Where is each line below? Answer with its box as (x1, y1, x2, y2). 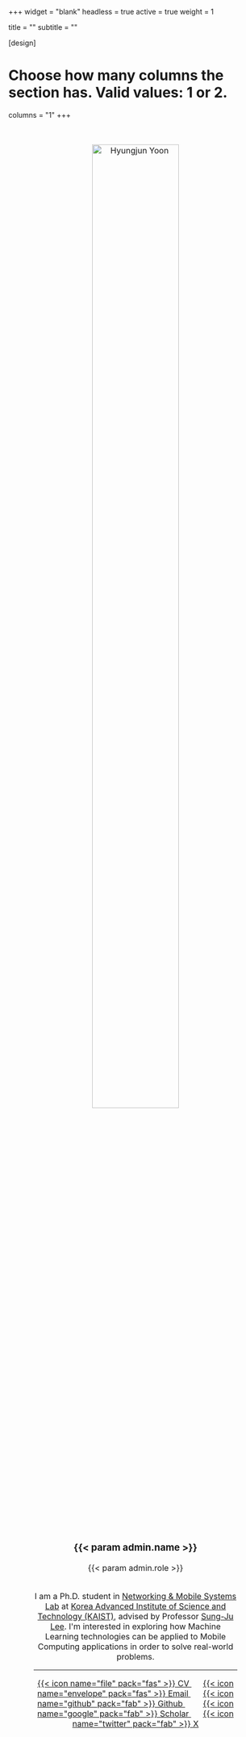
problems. (116, 1651, 155, 1662)
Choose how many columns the (8, 66, 224, 85)
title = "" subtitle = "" (8, 23, 78, 31)
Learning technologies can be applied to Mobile (44, 1631, 227, 1642)
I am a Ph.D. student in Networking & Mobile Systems (34, 1590, 237, 1601)
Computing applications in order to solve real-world (37, 1641, 234, 1652)
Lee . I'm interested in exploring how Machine (49, 1621, 222, 1632)
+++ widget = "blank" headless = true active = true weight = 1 (8, 7, 215, 16)
